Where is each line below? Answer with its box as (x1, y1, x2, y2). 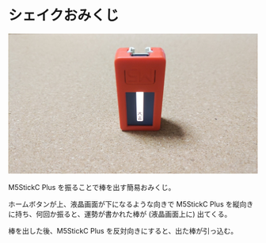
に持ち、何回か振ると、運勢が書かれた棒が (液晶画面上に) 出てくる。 (8, 209, 232, 218)
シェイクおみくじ (8, 6, 120, 25)
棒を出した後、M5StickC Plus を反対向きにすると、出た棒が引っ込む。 (8, 226, 238, 235)
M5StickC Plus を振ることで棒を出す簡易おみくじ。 (8, 182, 176, 192)
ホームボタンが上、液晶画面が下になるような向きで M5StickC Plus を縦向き (8, 199, 254, 209)
